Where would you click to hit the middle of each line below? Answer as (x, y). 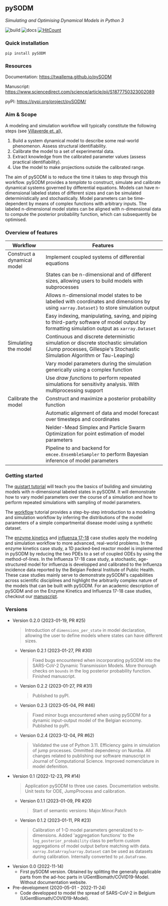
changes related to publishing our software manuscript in (91, 756)
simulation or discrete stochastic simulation (96, 343)
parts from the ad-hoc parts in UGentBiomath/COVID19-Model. (84, 877)
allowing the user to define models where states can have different (93, 635)
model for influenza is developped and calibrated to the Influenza (95, 564)
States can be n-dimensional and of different (98, 274)
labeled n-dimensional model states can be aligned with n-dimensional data (83, 209)
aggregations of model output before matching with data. (91, 846)
